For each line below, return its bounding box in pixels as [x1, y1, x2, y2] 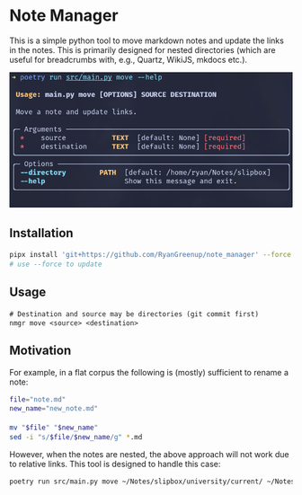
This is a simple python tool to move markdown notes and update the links [9, 35, 285, 46]
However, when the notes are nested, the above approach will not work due [9, 448, 289, 459]
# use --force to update [9, 260, 102, 270]
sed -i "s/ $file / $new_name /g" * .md [9, 433, 143, 442]
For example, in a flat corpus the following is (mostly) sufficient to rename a [9, 367, 289, 377]
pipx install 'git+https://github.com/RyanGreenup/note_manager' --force [9, 251, 292, 260]
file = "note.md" [9, 394, 67, 404]
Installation [9, 225, 74, 241]
